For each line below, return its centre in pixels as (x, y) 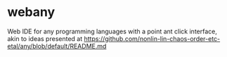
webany (31, 12)
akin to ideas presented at (45, 38)
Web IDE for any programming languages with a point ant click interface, (112, 31)
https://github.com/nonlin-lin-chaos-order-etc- (152, 38)
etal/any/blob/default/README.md (57, 46)
